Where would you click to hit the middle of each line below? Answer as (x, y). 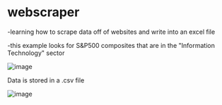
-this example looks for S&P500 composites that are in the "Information (111, 45)
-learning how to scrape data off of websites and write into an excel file (111, 32)
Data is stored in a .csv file (46, 80)
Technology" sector (36, 53)
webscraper (43, 12)
